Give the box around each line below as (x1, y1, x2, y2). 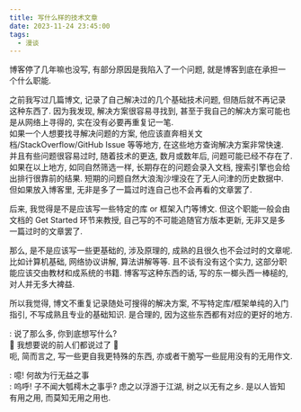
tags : (9, 30, 30, 39)
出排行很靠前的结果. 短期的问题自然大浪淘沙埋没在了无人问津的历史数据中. (9, 173, 285, 184)
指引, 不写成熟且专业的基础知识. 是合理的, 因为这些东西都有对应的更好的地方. (9, 309, 293, 320)
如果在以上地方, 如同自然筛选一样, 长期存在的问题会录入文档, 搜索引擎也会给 (9, 162, 290, 173)
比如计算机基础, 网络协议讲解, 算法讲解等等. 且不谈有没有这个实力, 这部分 (9, 256, 279, 267)
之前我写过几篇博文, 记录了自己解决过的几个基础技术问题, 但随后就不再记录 (9, 94, 286, 105)
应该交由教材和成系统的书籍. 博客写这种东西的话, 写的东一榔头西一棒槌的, (16, 267, 288, 279)
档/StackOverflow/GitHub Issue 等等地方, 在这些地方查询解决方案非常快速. (9, 139, 284, 150)
